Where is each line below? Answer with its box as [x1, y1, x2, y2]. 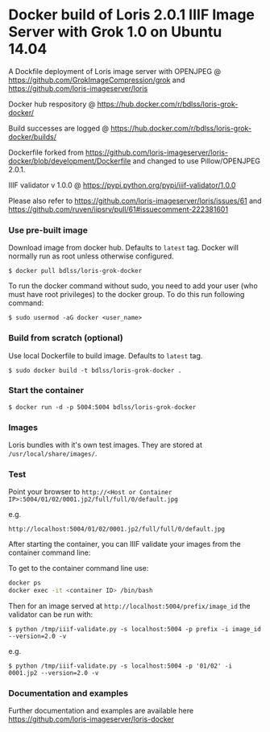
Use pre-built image [8, 224, 89, 235]
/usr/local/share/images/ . [8, 449, 98, 458]
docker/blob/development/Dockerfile [8, 155, 131, 166]
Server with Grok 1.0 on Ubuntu [8, 23, 222, 41]
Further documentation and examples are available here [8, 706, 194, 716]
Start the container [8, 385, 85, 396]
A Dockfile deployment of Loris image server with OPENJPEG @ [8, 66, 222, 76]
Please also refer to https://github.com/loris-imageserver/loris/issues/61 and [8, 196, 262, 205]
